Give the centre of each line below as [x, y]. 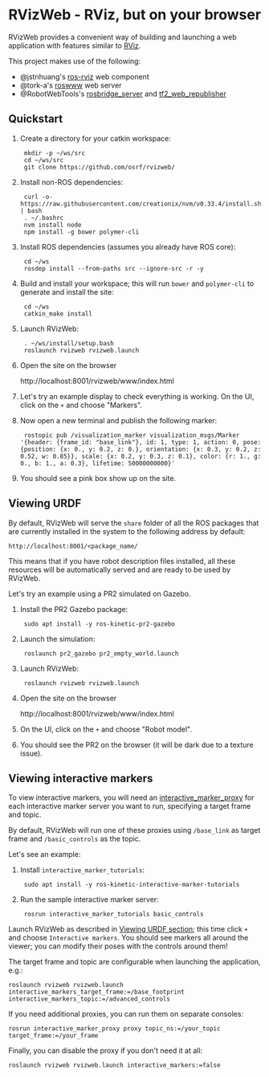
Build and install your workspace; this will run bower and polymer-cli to [137, 284]
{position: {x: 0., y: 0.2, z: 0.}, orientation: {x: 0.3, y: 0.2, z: [141, 449]
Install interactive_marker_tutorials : [82, 870]
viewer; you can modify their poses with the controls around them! [118, 946]
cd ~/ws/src [44, 160]
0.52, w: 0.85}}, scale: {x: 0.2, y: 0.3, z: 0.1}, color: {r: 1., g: [141, 456]
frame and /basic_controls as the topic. [75, 839]
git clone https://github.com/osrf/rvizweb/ [99, 167]
